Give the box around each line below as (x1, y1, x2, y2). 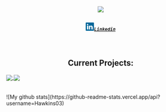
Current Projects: (68, 58, 134, 68)
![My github (6, 93, 35, 101)
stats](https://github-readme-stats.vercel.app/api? (35, 93, 161, 101)
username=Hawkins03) (6, 100, 65, 107)
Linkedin (93, 26, 116, 32)
